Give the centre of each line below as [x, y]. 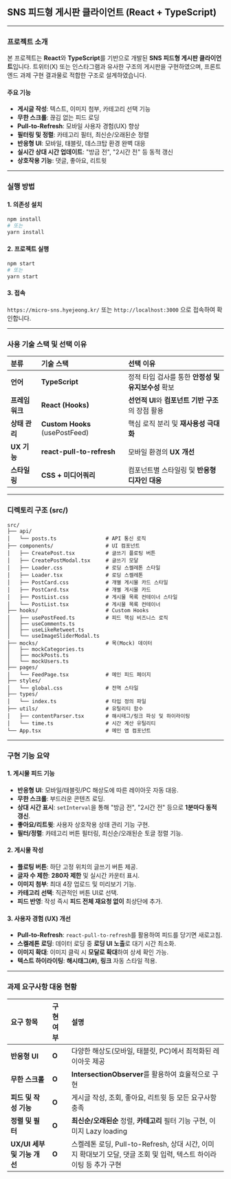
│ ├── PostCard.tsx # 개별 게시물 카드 [79, 589]
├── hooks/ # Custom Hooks [78, 610]
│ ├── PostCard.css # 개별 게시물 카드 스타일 [88, 582]
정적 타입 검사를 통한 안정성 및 [174, 377]
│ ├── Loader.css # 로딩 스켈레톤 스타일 [84, 567]
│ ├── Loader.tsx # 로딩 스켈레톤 [75, 575]
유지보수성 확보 [151, 387]
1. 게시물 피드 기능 [31, 774]
